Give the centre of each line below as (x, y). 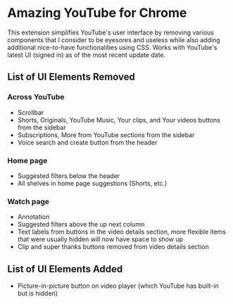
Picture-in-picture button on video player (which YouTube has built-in (118, 286)
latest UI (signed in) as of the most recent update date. (87, 55)
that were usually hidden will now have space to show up (100, 239)
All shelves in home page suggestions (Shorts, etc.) (92, 183)
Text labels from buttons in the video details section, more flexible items (122, 232)
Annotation (33, 217)
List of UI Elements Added (65, 269)
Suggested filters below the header (69, 176)
